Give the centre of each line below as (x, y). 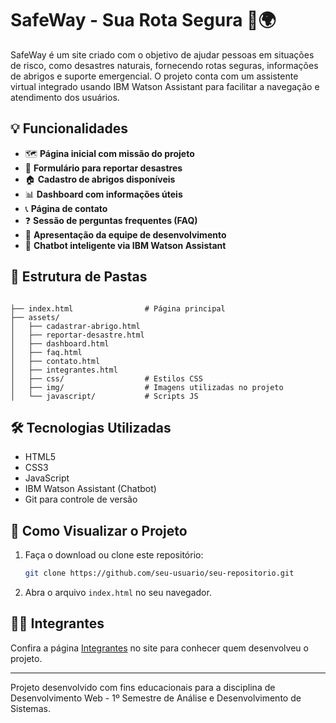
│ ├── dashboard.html (60, 343)
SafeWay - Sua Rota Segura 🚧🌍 (143, 20)
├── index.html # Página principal (118, 308)
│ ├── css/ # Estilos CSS (106, 378)
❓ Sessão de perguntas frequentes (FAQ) (111, 220)
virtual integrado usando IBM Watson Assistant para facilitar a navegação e (165, 86)
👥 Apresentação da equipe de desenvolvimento (125, 234)
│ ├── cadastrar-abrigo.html (75, 326)
